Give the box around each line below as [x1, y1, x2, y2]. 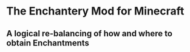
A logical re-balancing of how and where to [6, 28, 173, 39]
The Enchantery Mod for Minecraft [6, 4, 185, 18]
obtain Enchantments [6, 37, 90, 48]
